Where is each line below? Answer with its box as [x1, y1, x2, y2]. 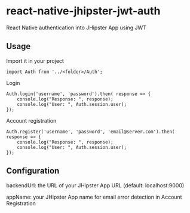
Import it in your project [6, 57, 65, 64]
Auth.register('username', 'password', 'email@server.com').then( [6, 129, 175, 135]
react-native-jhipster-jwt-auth [6, 4, 161, 18]
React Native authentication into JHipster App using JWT [6, 24, 146, 31]
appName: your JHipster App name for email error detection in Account [6, 193, 182, 200]
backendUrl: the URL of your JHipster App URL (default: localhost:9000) [6, 181, 185, 189]
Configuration [6, 166, 60, 176]
